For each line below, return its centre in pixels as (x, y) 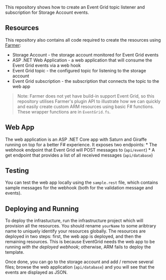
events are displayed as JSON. (36, 273)
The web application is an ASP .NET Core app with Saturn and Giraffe (76, 139)
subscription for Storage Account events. (47, 12)
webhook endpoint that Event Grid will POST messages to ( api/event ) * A (80, 150)
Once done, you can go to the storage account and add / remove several (79, 262)
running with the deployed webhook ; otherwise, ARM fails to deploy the (78, 247)
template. (15, 252)
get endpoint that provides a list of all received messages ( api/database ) (79, 155)
